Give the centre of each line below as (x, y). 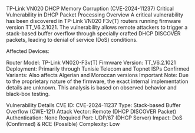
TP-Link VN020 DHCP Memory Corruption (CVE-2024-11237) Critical (90, 9)
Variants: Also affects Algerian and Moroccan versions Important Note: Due (97, 75)
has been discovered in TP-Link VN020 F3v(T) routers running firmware (94, 21)
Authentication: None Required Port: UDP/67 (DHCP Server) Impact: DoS (94, 118)
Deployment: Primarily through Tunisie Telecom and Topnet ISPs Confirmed (98, 69)
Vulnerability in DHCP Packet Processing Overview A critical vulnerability (95, 15)
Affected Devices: (28, 51)
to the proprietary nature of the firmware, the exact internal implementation (97, 81)
